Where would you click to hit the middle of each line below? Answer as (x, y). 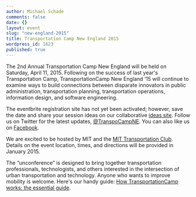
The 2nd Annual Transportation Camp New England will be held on (86, 66)
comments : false (26, 17)
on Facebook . (23, 127)
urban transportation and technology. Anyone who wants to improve (88, 175)
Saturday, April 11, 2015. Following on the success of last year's (82, 72)
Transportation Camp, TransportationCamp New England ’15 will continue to (97, 79)
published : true (26, 50)
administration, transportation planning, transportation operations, (86, 91)
